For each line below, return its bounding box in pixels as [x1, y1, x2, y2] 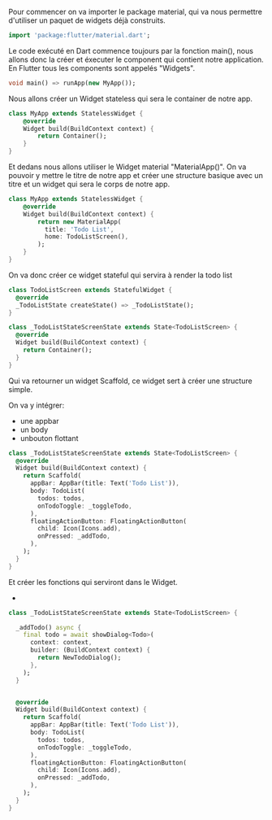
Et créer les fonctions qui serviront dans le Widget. [8, 577, 179, 587]
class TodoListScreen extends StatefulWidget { [8, 286, 173, 294]
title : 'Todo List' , [44, 225, 114, 233]
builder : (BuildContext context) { [29, 646, 151, 654]
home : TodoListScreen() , [44, 233, 129, 241]
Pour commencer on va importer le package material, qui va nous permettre [8, 7, 262, 16]
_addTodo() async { [15, 623, 82, 631]
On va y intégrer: [8, 400, 65, 410]
